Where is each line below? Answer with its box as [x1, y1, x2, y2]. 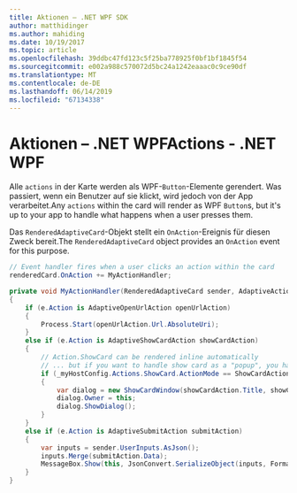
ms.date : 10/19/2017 [9, 37, 86, 47]
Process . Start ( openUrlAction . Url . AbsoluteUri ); [41, 320, 219, 328]
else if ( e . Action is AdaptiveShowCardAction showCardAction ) [25, 336, 259, 345]
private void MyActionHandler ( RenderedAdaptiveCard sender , [9, 287, 236, 297]
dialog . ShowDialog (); [56, 402, 137, 412]
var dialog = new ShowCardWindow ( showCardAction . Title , [56, 386, 267, 395]
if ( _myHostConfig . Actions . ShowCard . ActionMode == [41, 369, 232, 378]
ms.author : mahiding [9, 29, 86, 38]
